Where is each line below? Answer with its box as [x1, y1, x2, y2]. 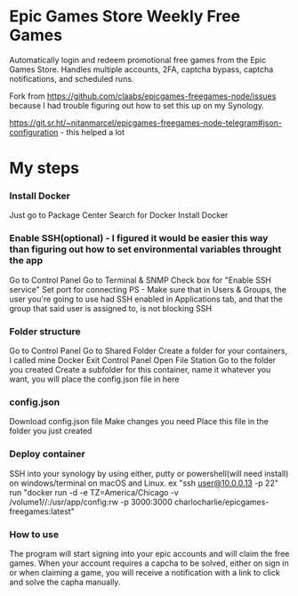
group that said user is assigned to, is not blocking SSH [9, 302, 212, 313]
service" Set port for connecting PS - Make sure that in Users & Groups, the [9, 284, 287, 294]
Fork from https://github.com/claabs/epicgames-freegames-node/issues [9, 91, 277, 101]
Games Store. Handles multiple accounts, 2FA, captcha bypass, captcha [9, 64, 274, 75]
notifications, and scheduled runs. [9, 73, 134, 84]
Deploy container [9, 447, 86, 460]
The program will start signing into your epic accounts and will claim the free [9, 548, 290, 559]
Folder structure [9, 325, 81, 337]
